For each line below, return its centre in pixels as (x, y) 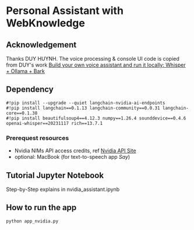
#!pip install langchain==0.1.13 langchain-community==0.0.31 (83, 108)
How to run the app (41, 208)
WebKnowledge (46, 23)
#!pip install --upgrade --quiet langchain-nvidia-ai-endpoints (86, 103)
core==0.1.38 (22, 113)
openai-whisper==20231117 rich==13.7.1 (54, 123)
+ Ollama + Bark (26, 71)
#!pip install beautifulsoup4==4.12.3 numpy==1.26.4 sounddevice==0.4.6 (96, 118)
